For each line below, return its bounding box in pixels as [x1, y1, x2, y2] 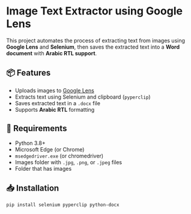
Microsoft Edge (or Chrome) [14, 145, 85, 153]
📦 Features [6, 68, 51, 78]
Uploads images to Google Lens [14, 87, 94, 94]
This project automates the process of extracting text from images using [6, 37, 185, 44]
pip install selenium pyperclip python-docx [6, 202, 120, 208]
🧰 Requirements [6, 123, 67, 133]
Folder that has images [14, 165, 72, 172]
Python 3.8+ [14, 139, 46, 147]
